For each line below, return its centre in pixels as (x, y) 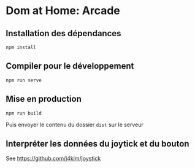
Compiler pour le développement (70, 66)
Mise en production (44, 99)
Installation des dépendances (63, 33)
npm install (21, 47)
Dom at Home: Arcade (63, 11)
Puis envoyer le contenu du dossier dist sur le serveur (75, 124)
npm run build (24, 113)
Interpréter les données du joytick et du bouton (97, 144)
